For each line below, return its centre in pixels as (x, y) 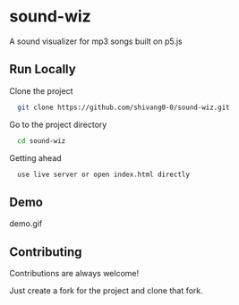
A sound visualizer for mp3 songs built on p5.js (96, 41)
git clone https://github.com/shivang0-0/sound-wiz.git (124, 107)
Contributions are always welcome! (74, 273)
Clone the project (41, 90)
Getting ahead (35, 157)
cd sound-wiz (42, 140)
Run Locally (43, 69)
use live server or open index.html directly (104, 174)
